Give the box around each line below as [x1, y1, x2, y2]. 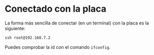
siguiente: [5, 25, 26, 31]
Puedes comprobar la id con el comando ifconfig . [5, 44, 111, 50]
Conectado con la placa [5, 3, 107, 15]
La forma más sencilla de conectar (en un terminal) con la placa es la [5, 20, 149, 26]
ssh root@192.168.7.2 [5, 35, 51, 40]
